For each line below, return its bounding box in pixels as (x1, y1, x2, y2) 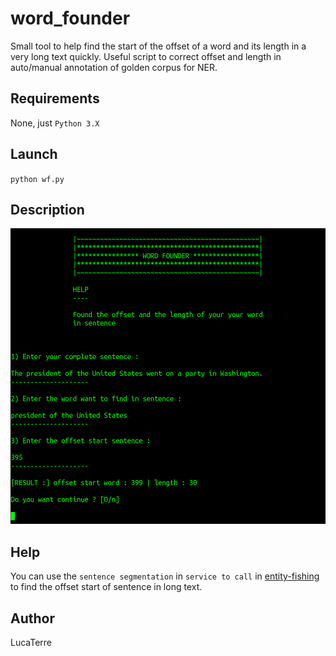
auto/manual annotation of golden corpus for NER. (10, 61, 218, 73)
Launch (10, 146, 58, 163)
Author (10, 610, 55, 627)
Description (10, 201, 85, 218)
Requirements (10, 90, 100, 107)
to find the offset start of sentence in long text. (10, 581, 203, 593)
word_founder (10, 7, 131, 30)
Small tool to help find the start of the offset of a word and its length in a (10, 40, 307, 52)
